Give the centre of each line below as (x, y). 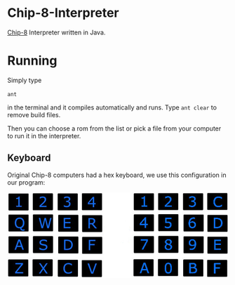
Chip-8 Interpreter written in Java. (56, 32)
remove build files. (34, 114)
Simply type (25, 80)
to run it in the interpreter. (44, 135)
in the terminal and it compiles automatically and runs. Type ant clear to (112, 107)
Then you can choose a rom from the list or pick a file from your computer (114, 128)
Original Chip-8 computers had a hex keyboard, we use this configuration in (117, 175)
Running (32, 61)
